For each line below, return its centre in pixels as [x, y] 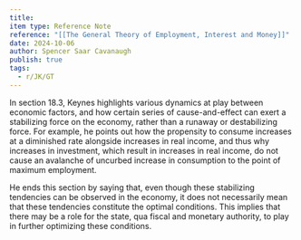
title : [22, 18]
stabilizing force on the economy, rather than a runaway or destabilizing [144, 121]
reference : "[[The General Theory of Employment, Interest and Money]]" [150, 34]
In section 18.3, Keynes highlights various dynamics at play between [136, 102]
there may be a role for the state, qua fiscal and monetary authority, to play [150, 216]
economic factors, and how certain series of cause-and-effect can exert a [148, 112]
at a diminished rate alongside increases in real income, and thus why [140, 140]
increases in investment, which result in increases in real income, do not [144, 150]
